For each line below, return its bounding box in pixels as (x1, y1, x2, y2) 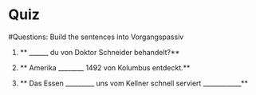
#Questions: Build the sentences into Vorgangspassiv (8, 32, 184, 42)
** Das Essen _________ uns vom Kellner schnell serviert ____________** (19, 78, 249, 88)
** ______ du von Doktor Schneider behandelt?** (19, 47, 180, 57)
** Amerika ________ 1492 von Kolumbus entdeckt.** (19, 62, 191, 73)
